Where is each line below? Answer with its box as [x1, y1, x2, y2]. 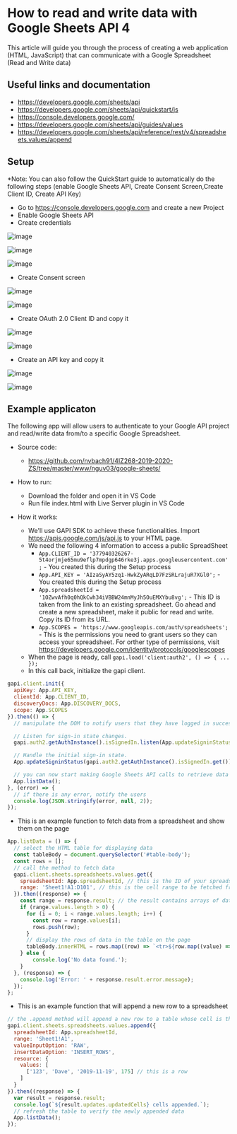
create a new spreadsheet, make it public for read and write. [38, 608, 214, 616]
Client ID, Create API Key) [7, 189, 82, 198]
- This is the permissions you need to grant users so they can [38, 631, 217, 639]
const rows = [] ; [13, 858, 65, 865]
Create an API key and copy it [17, 355, 104, 363]
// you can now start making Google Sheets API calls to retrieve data [13, 771, 229, 778]
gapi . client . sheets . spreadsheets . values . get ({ [13, 871, 153, 878]
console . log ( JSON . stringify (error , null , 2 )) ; [13, 797, 153, 805]
